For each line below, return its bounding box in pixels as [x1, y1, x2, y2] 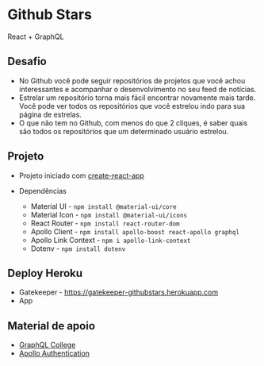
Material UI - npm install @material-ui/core [30, 201, 177, 211]
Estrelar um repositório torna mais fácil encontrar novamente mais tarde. [18, 93, 256, 102]
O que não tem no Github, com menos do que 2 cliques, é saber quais [18, 118, 248, 128]
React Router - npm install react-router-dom [30, 218, 180, 228]
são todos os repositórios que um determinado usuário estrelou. [18, 126, 229, 136]
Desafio [7, 55, 47, 68]
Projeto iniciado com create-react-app [18, 171, 144, 180]
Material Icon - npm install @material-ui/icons [30, 210, 188, 219]
